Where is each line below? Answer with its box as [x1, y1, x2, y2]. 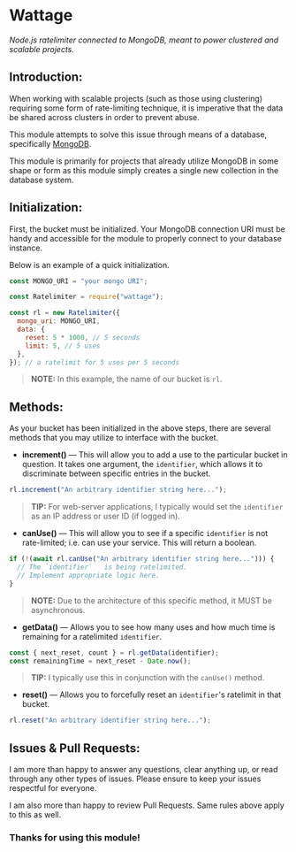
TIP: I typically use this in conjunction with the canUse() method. [30, 672, 265, 683]
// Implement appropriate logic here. [17, 571, 161, 580]
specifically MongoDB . [9, 138, 92, 149]
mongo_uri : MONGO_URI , [17, 317, 101, 326]
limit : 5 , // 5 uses [25, 342, 101, 350]
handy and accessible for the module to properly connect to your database [9, 233, 283, 243]
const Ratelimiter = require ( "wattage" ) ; [9, 293, 164, 302]
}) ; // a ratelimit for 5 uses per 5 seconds [9, 357, 179, 367]
